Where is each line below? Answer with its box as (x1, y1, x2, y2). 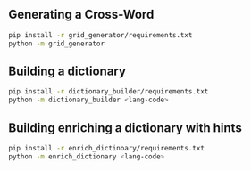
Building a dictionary (8, 63, 127, 78)
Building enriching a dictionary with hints (8, 120, 242, 135)
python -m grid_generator (8, 39, 105, 48)
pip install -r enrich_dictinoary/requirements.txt (8, 143, 205, 152)
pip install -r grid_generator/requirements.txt (8, 30, 193, 39)
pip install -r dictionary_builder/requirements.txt (8, 87, 209, 96)
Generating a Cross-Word (8, 7, 155, 22)
